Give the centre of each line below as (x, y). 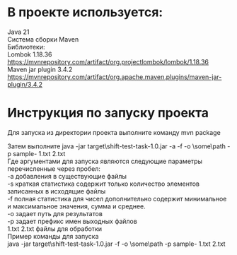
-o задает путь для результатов (55, 213)
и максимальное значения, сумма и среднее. (77, 206)
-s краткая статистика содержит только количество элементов (104, 184)
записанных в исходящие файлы (57, 191)
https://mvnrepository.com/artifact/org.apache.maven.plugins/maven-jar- (115, 77)
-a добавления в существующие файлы (67, 176)
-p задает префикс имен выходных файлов (73, 221)
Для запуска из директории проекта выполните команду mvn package (114, 132)
